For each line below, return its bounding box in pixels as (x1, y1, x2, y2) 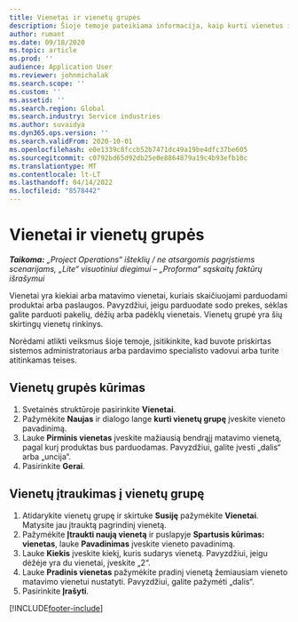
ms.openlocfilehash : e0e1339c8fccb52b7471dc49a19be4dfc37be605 (9, 145, 248, 154)
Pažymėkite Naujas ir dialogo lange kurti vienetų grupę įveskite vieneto (21, 413, 286, 424)
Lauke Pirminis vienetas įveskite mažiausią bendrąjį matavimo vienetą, (21, 432, 282, 443)
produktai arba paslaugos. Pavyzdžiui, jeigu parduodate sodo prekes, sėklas (9, 299, 288, 310)
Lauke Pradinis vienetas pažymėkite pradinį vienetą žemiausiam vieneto (21, 566, 288, 578)
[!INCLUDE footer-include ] (9, 602, 104, 613)
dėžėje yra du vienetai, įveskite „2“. (21, 557, 151, 568)
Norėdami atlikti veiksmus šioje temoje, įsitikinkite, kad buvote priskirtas (9, 335, 272, 347)
